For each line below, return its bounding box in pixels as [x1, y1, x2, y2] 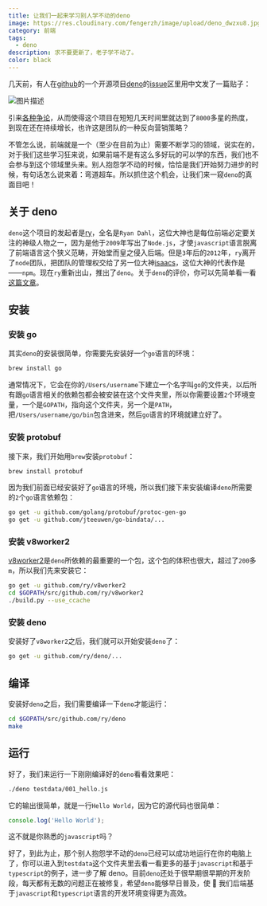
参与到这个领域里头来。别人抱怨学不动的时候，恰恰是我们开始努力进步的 [14, 159, 252, 169]
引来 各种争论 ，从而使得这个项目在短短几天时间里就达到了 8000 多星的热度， [8, 112, 253, 122]
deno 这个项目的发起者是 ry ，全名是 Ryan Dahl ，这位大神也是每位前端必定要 [8, 228, 250, 237]
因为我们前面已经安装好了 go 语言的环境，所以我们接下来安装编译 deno [8, 483, 232, 492]
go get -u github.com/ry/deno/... [8, 653, 123, 661]
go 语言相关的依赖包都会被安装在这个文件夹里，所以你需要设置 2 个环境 [22, 390, 249, 399]
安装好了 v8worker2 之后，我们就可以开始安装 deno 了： [8, 637, 180, 646]
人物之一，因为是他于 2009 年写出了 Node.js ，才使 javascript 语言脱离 [35, 237, 257, 247]
